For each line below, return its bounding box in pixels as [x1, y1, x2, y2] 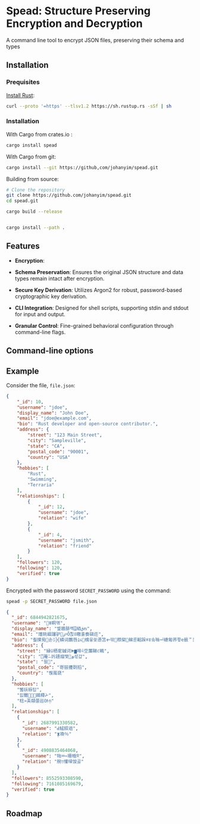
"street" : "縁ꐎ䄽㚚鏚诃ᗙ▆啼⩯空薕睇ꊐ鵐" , [17, 648, 110, 654]
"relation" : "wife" [37, 515, 86, 521]
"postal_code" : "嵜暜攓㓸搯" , [17, 664, 87, 671]
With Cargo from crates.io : [6, 130, 73, 138]
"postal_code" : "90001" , [27, 449, 89, 455]
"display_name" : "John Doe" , [17, 410, 89, 416]
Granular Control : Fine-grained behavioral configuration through [14, 322, 174, 329]
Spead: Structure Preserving [6, 4, 151, 18]
